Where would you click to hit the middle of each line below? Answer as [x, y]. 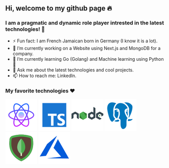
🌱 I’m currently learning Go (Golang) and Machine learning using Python [88, 59]
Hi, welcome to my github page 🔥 [59, 8]
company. [23, 54]
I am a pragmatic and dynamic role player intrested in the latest [85, 23]
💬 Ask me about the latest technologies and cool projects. [73, 70]
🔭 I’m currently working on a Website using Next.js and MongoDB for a [87, 48]
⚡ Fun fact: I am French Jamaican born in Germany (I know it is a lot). [85, 41]
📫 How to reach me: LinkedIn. [45, 76]
